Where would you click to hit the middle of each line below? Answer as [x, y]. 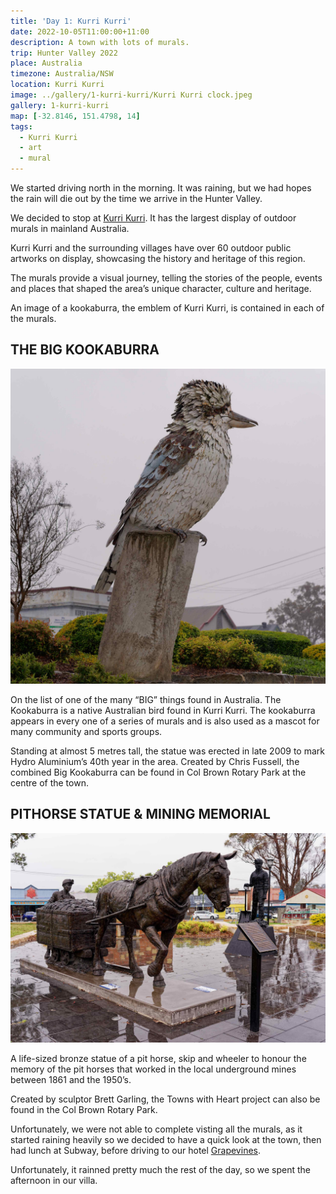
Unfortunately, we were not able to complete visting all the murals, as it [156, 1129]
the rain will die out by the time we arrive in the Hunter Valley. [136, 198]
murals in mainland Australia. [70, 228]
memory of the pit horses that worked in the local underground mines [153, 1069]
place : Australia [46, 63]
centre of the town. [49, 782]
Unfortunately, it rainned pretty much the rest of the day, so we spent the [160, 1170]
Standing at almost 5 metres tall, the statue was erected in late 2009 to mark [167, 751]
